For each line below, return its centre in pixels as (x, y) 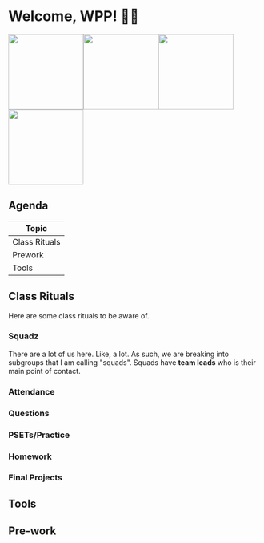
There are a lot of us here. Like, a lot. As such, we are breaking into (119, 354)
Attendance (32, 391)
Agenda (28, 206)
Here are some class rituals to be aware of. (79, 315)
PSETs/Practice (39, 435)
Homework (30, 456)
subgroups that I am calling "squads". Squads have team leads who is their (132, 362)
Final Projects (35, 478)
